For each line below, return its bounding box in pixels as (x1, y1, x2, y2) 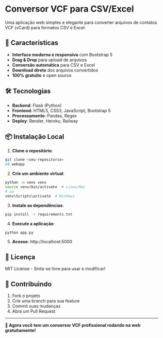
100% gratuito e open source (12, 72, 72, 78)
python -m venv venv (5, 180, 47, 185)
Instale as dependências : (12, 202, 64, 208)
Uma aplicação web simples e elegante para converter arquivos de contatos (5, 19, 158, 25)
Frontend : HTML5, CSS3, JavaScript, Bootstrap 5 (12, 107, 111, 113)
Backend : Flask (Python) (12, 102, 62, 108)
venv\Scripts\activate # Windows (5, 194, 75, 198)
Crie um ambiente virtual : (12, 171, 65, 177)
